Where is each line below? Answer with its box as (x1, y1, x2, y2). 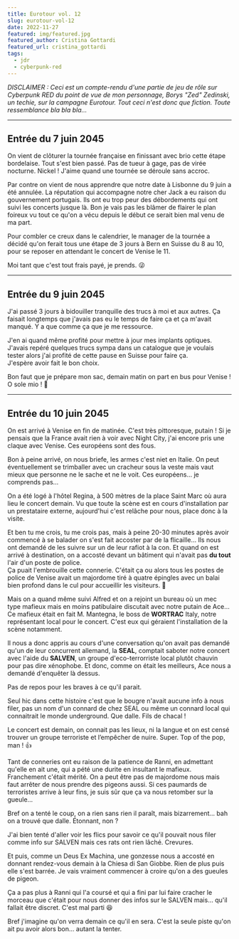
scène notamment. (7, 625, 63, 634)
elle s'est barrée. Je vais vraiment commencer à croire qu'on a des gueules (7, 867, 228, 876)
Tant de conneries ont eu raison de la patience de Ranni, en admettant (7, 758, 213, 766)
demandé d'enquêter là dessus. (7, 669, 101, 678)
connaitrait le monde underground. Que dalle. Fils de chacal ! (7, 712, 186, 721)
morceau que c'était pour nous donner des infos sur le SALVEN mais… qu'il (7, 896, 228, 904)
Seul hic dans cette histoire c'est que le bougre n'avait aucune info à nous (7, 696, 224, 705)
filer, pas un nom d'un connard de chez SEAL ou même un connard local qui (7, 704, 230, 713)
